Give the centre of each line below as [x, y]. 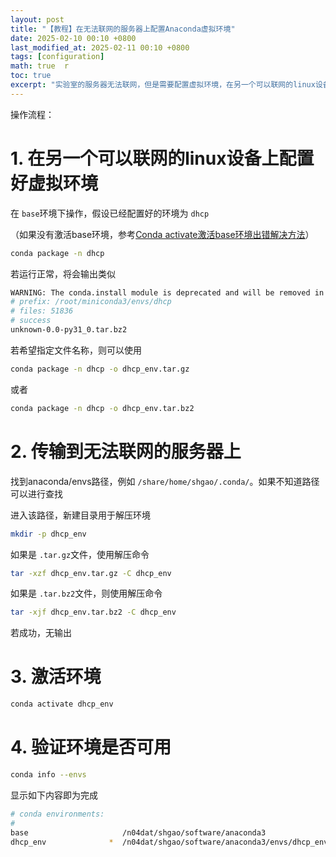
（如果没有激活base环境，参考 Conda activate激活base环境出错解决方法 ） [162, 234]
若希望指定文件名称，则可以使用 [76, 350]
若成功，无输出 [41, 633]
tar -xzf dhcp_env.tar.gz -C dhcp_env [91, 573]
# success [31, 321]
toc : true [31, 76]
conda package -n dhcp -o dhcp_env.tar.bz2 [102, 408]
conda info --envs [48, 775]
